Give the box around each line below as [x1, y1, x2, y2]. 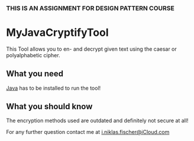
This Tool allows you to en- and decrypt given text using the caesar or [6, 45, 177, 53]
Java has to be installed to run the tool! [6, 84, 101, 91]
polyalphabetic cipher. [6, 51, 60, 58]
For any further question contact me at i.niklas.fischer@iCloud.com [6, 129, 170, 136]
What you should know [6, 101, 93, 112]
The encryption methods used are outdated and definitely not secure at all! [6, 117, 189, 124]
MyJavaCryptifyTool [6, 26, 109, 40]
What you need [6, 69, 64, 79]
